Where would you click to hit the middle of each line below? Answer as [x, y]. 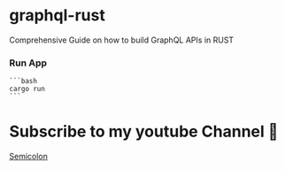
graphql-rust [58, 15]
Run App [28, 63]
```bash [23, 81]
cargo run [27, 89]
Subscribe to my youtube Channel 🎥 [144, 131]
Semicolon [29, 157]
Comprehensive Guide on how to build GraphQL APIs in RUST [122, 40]
